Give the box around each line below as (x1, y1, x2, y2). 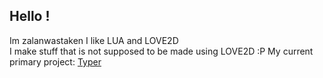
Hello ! (9, 8, 51, 25)
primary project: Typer (9, 55, 102, 68)
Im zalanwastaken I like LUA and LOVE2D (9, 34, 179, 46)
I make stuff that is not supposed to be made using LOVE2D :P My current (9, 45, 314, 57)
